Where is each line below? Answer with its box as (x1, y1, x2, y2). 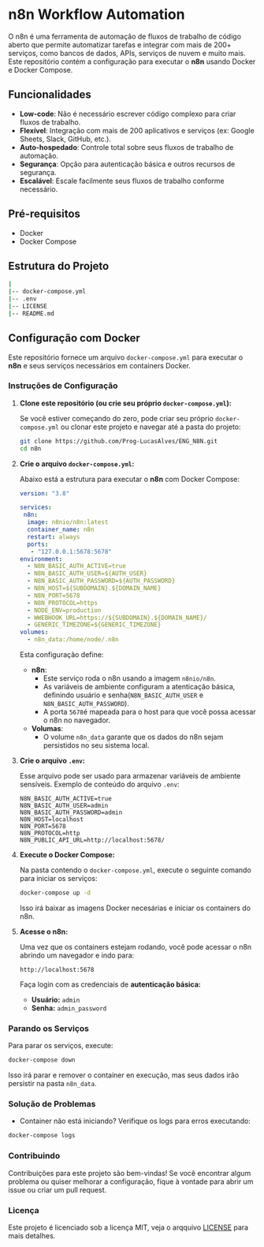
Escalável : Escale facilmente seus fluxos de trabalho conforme (19, 176, 225, 185)
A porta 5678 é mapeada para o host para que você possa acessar (43, 708, 256, 717)
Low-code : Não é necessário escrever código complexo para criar (19, 109, 236, 118)
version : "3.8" (19, 489, 70, 498)
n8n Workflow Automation (8, 6, 185, 24)
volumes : (19, 629, 49, 637)
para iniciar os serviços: (19, 874, 98, 883)
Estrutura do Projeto (8, 259, 110, 273)
